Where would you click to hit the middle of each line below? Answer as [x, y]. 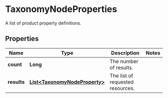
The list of [121, 75]
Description [125, 52]
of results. [121, 67]
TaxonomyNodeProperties [61, 9]
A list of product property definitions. [43, 23]
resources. [122, 88]
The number [124, 61]
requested [122, 82]
